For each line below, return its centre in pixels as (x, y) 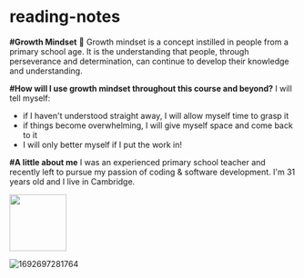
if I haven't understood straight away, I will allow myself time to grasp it (156, 115)
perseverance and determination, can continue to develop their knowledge (149, 61)
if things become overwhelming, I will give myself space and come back (157, 125)
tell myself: (30, 98)
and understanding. (46, 71)
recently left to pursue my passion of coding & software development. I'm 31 (152, 172)
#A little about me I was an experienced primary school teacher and (137, 162)
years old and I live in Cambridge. (72, 181)
